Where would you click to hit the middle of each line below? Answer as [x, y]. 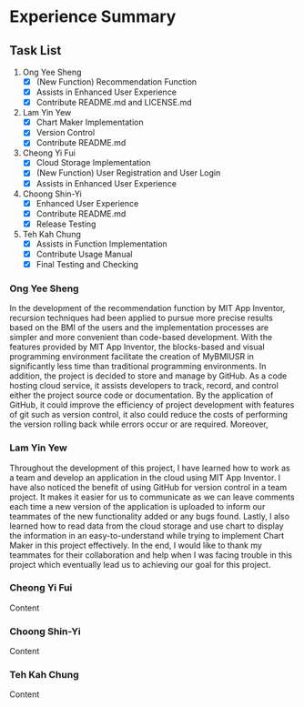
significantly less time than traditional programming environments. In [138, 367]
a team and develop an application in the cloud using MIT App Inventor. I [145, 477]
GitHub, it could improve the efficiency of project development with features [152, 405]
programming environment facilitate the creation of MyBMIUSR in [132, 357]
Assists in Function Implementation [102, 244]
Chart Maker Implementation [90, 122]
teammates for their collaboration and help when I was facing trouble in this [151, 555]
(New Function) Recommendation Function [117, 82]
